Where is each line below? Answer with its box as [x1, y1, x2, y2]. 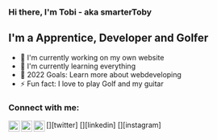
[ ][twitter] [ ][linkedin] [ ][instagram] [46, 120, 161, 130]
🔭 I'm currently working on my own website [19, 52, 165, 62]
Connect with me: [8, 101, 80, 113]
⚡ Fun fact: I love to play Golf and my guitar [19, 79, 164, 89]
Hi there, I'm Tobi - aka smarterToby [8, 6, 152, 18]
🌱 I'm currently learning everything [19, 61, 136, 71]
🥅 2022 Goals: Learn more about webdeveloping [19, 69, 182, 79]
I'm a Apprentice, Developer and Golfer [8, 31, 209, 45]
